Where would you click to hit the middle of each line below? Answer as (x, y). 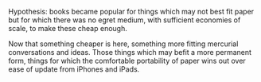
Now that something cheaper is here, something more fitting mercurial (123, 44)
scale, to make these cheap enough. (68, 28)
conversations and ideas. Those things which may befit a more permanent (130, 52)
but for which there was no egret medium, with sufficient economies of (125, 20)
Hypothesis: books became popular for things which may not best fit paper (131, 12)
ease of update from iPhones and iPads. (74, 69)
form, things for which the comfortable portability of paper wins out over (127, 61)
